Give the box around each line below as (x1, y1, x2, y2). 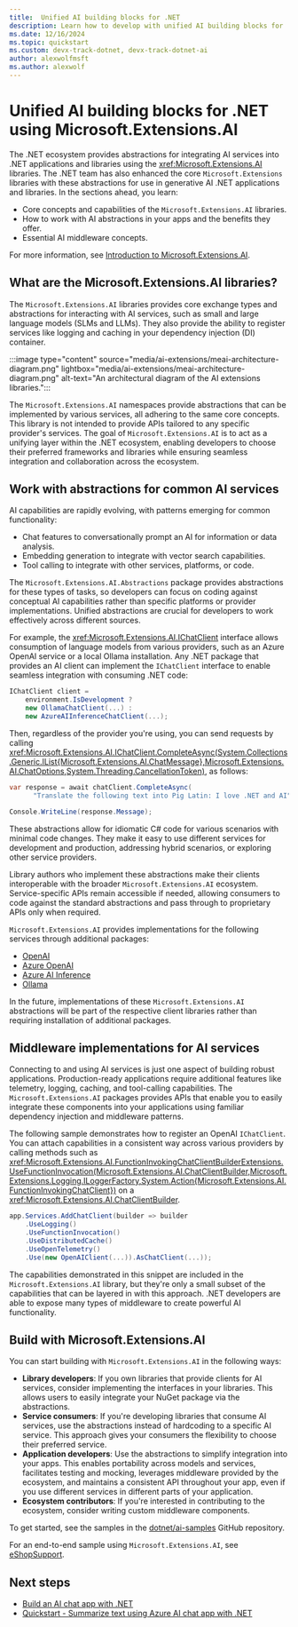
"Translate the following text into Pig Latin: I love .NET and (32, 791, 276, 800)
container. (9, 337, 46, 347)
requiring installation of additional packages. (9, 1014, 171, 1026)
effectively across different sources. (9, 615, 141, 626)
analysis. (21, 541, 55, 552)
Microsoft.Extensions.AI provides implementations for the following (9, 924, 259, 934)
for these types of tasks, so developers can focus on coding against (9, 587, 258, 598)
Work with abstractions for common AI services (9, 481, 279, 497)
